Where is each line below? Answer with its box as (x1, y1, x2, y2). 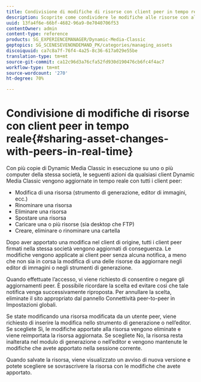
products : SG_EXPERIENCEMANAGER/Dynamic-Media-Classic (6, 37, 146, 43)
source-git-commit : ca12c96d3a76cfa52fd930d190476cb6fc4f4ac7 (6, 59, 165, 65)
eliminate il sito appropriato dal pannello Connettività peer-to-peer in (6, 295, 175, 302)
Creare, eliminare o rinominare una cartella (14, 227, 121, 234)
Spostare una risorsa (14, 214, 67, 222)
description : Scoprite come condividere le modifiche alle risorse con (6, 14, 188, 20)
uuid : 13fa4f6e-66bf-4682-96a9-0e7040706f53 (6, 20, 119, 26)
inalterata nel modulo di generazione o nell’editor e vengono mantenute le (6, 338, 188, 345)
